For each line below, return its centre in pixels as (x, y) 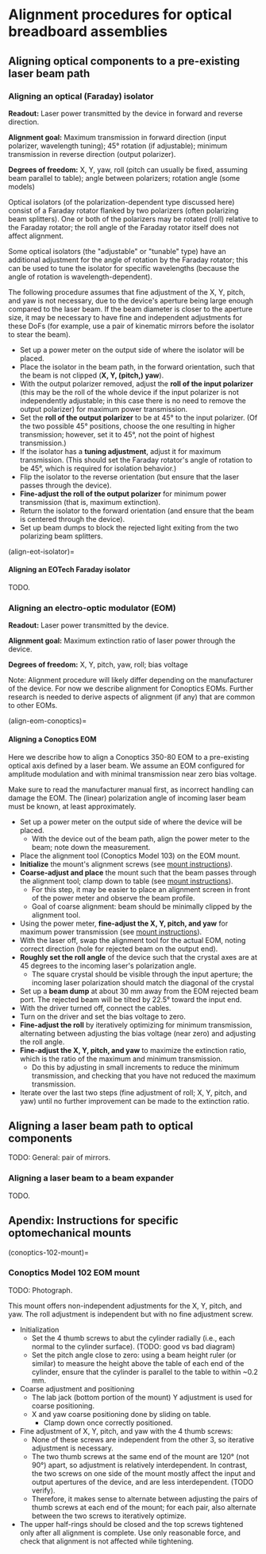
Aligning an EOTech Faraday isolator (69, 570)
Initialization (39, 1329)
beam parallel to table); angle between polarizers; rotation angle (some (124, 178)
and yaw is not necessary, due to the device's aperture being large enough (131, 300)
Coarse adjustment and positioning (77, 1388)
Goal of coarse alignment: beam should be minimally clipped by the (142, 906)
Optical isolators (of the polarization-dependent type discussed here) (121, 202)
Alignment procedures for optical (120, 15)
